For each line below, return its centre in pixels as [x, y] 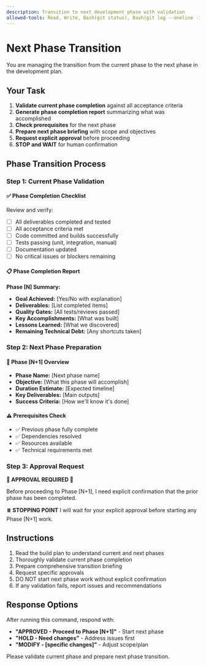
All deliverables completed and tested [63, 222]
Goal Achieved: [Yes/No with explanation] [69, 299]
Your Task [26, 90]
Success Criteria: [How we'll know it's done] [72, 401]
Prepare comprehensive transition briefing [69, 566]
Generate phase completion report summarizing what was [90, 112]
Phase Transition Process [56, 164]
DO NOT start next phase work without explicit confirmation [91, 579]
